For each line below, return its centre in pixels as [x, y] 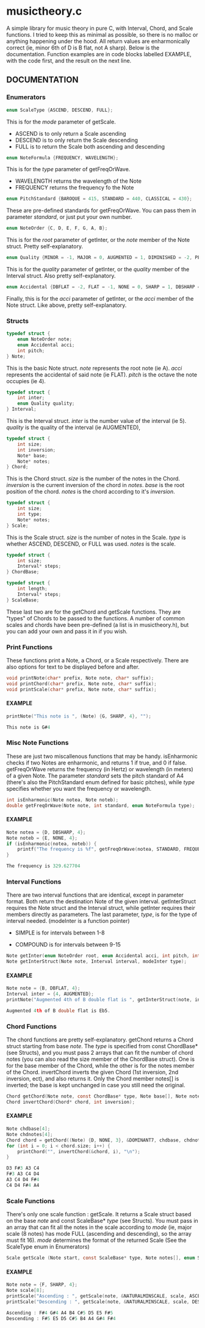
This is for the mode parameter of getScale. [61, 122]
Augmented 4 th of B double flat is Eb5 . [59, 1011]
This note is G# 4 [28, 727]
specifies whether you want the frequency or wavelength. [79, 788]
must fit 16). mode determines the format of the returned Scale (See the [96, 1240]
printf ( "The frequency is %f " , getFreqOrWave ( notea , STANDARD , [99, 849]
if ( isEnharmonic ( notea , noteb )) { [52, 844]
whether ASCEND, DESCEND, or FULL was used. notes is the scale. [91, 544]
